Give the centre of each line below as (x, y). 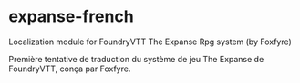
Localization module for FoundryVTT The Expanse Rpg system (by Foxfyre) (150, 41)
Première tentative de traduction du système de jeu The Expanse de (136, 59)
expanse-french (71, 17)
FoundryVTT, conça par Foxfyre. (70, 69)
